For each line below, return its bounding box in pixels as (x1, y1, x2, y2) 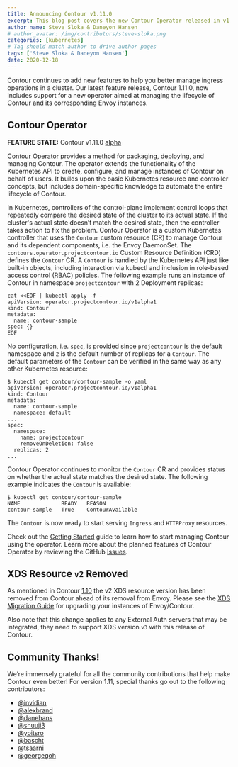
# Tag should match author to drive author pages (7, 43, 157, 50)
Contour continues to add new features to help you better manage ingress (7, 76, 224, 84)
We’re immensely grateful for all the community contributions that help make (7, 670, 231, 678)
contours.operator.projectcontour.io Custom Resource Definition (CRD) (7, 248, 222, 257)
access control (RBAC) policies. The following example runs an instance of (7, 271, 225, 279)
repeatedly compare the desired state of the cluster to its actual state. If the (7, 211, 228, 219)
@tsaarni (17, 744, 45, 752)
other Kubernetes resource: (7, 364, 88, 373)
